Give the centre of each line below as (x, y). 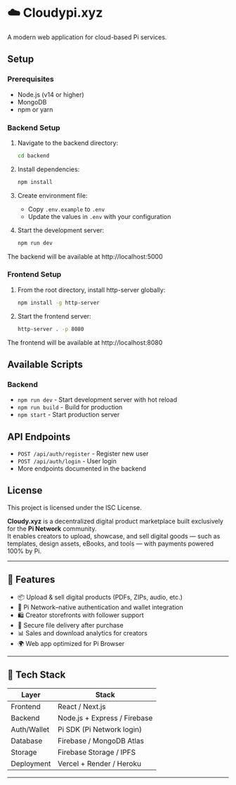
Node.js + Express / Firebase (105, 718)
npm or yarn (35, 110)
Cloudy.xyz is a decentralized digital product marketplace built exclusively (115, 521)
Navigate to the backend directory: (68, 143)
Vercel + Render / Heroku (99, 763)
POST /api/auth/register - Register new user (83, 454)
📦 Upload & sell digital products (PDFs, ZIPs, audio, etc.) (100, 597)
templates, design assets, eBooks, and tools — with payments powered (111, 543)
